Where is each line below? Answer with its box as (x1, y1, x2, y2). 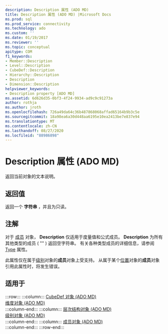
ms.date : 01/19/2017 (5, 35, 48, 40)
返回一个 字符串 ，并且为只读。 (5, 203, 69, 209)
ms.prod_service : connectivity (5, 21, 70, 26)
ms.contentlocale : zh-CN (5, 123, 57, 128)
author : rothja (5, 100, 37, 105)
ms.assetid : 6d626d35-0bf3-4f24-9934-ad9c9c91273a (5, 95, 113, 100)
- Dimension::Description (5, 81, 59, 86)
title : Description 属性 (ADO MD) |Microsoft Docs (5, 12, 111, 17)
